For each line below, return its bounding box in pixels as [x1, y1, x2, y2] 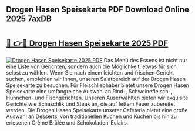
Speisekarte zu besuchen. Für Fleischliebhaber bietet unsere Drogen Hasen [6, 82, 190, 89]
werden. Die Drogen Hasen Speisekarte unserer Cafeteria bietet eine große [6, 107, 188, 113]
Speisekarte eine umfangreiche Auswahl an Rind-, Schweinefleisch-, [6, 88, 173, 95]
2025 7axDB [6, 14, 52, 24]
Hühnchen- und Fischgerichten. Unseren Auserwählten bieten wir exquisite [6, 94, 189, 101]
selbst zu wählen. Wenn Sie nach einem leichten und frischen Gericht [6, 69, 174, 76]
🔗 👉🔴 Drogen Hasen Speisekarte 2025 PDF [6, 38, 169, 48]
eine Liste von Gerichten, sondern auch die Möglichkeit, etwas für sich [6, 63, 177, 70]
